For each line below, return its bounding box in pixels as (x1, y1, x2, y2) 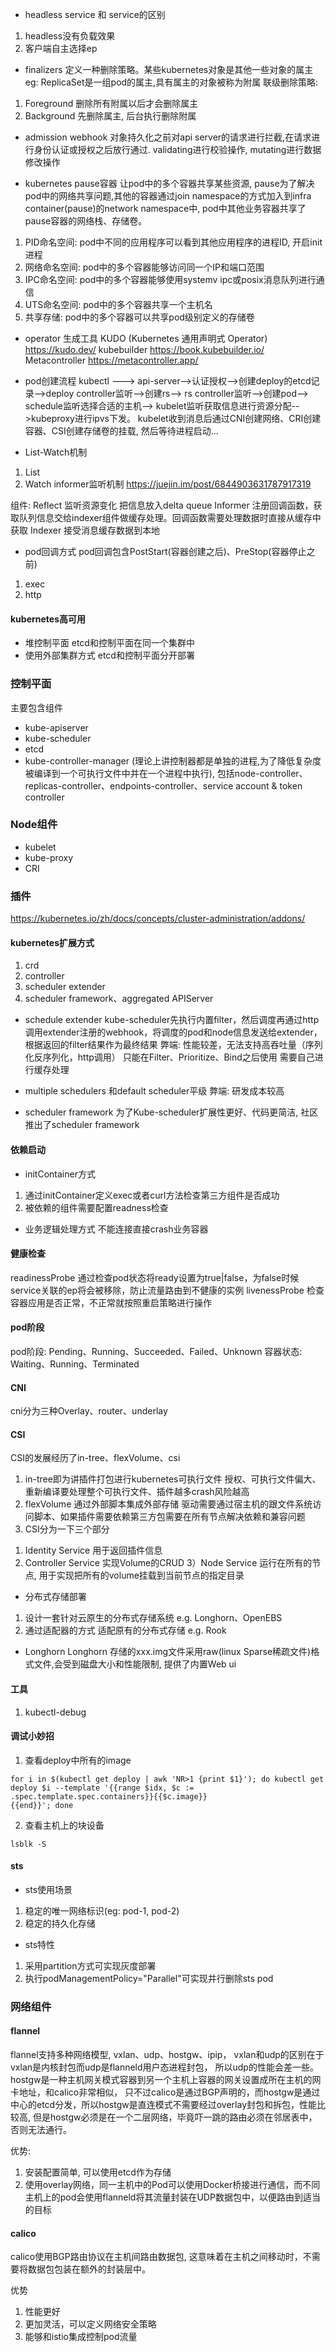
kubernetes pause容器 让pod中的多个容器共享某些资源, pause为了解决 (24, 178, 315, 189)
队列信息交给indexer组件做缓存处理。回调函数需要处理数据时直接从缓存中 (18, 512, 322, 523)
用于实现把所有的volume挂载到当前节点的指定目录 (38, 1569, 245, 1582)
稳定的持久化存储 (24, 1917, 96, 1929)
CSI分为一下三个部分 (24, 1523, 110, 1535)
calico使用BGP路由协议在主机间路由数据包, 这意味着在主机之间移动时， (10, 2251, 303, 2263)
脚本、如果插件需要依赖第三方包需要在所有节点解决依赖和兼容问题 (33, 1511, 306, 1523)
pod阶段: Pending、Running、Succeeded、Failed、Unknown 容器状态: (10, 1345, 303, 1357)
